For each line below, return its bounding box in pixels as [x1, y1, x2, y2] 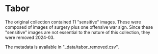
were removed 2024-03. [5, 35, 55, 40]
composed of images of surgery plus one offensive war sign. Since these [5, 24, 153, 30]
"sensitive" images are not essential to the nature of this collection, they [5, 29, 151, 35]
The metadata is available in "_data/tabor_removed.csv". [5, 44, 119, 50]
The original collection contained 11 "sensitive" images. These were [5, 19, 141, 25]
